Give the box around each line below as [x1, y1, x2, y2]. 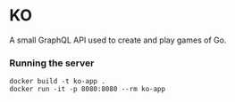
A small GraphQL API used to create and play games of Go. [9, 35, 227, 45]
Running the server [9, 57, 95, 69]
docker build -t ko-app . [9, 77, 105, 86]
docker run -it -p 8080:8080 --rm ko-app [9, 85, 166, 94]
